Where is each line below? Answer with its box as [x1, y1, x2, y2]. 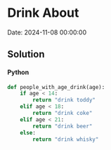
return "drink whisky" [32, 135, 99, 143]
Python [7, 68, 30, 76]
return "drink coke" [32, 110, 93, 117]
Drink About [7, 5, 79, 21]
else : [20, 129, 37, 136]
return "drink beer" [32, 123, 93, 130]
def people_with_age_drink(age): [7, 83, 105, 90]
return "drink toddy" [32, 97, 96, 104]
